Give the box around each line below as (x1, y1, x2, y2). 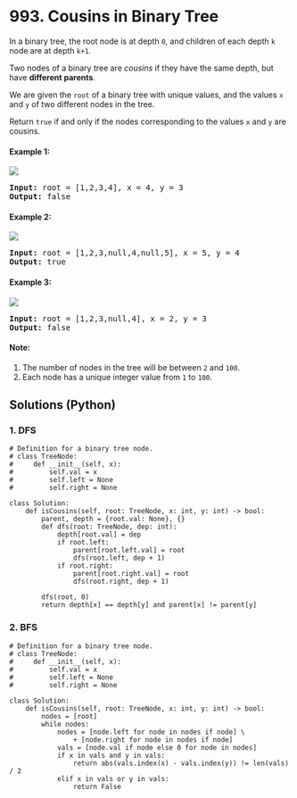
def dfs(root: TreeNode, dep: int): (41, 522, 177, 532)
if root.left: (56, 538, 110, 547)
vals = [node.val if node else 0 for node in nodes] (56, 743, 257, 752)
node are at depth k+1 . (9, 45, 92, 55)
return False (72, 782, 122, 791)
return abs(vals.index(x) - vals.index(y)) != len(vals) (72, 759, 290, 768)
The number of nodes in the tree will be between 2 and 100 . (21, 362, 241, 372)
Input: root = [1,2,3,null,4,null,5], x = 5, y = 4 (9, 248, 241, 258)
